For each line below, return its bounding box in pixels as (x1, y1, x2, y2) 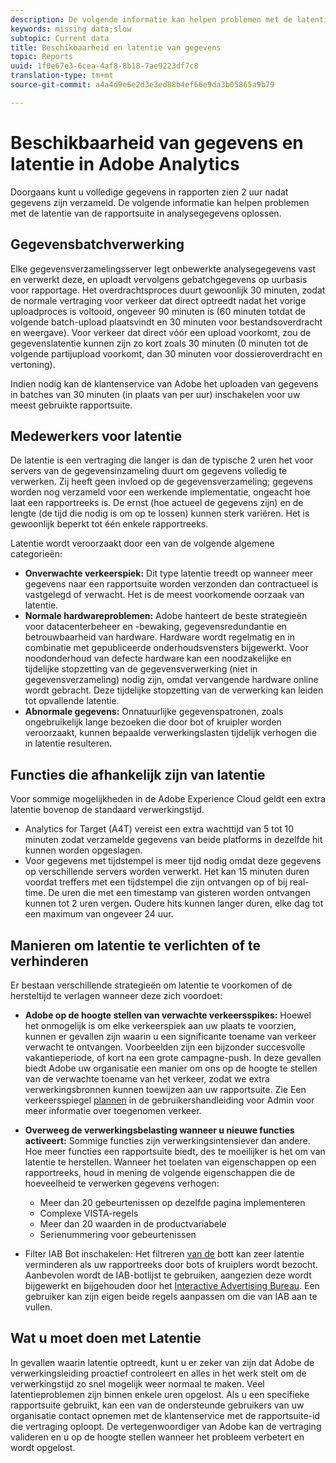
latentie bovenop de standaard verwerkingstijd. (10, 804, 205, 816)
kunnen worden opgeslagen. (24, 844, 143, 856)
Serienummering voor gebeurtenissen (39, 1228, 197, 1240)
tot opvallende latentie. (24, 695, 120, 707)
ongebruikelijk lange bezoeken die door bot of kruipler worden (24, 716, 282, 728)
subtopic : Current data (10, 33, 110, 43)
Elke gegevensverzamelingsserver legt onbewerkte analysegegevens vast (10, 262, 316, 275)
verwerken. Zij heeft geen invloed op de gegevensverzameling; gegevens (10, 476, 313, 488)
